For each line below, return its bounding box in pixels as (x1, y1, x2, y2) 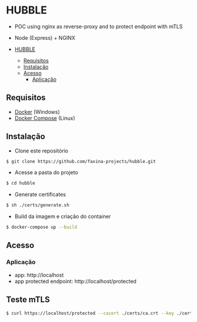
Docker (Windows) (14, 108, 60, 115)
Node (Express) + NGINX (14, 34, 76, 41)
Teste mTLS (6, 294, 50, 305)
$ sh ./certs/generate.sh (6, 202, 69, 208)
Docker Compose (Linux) (14, 114, 76, 121)
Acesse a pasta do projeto (14, 169, 79, 176)
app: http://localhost (14, 271, 64, 279)
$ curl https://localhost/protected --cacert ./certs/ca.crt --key (6, 310, 175, 316)
